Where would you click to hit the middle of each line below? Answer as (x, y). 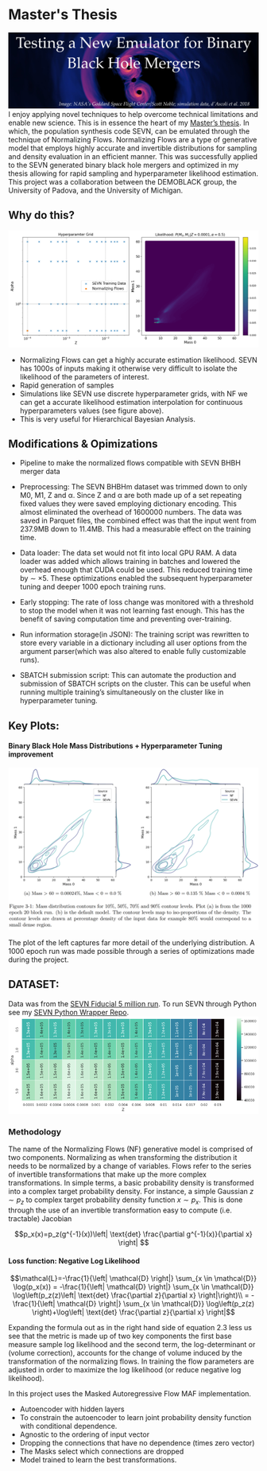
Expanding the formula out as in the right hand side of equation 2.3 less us (130, 1328)
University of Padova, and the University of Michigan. (96, 190)
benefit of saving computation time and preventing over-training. (126, 619)
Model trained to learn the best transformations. (98, 1460)
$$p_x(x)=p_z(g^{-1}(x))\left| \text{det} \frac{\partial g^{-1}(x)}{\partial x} (133, 1234)
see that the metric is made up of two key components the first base (120, 1336)
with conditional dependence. (68, 1426)
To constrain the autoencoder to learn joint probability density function (135, 1418)
